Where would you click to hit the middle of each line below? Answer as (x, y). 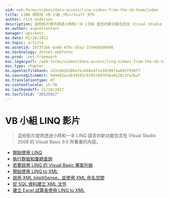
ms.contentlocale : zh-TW (31, 85)
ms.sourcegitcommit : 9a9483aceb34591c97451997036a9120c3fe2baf (73, 76)
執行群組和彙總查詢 (32, 159)
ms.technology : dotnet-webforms (39, 52)
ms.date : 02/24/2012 (27, 38)
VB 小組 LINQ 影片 (43, 121)
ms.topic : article (24, 43)
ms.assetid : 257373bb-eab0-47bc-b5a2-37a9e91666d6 (59, 47)
